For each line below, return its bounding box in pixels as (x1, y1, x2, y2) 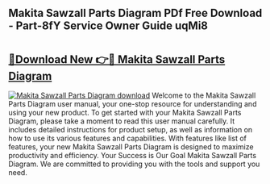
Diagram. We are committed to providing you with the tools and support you (8, 159, 260, 169)
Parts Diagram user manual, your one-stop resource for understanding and (8, 99, 257, 108)
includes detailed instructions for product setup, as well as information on (8, 125, 253, 134)
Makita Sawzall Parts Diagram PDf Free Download (8, 6, 263, 20)
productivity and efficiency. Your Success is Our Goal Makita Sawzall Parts (8, 151, 256, 160)
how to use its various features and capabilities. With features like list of (8, 133, 247, 143)
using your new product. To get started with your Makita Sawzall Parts (8, 108, 242, 117)
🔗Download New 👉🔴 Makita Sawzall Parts (8, 52, 226, 66)
